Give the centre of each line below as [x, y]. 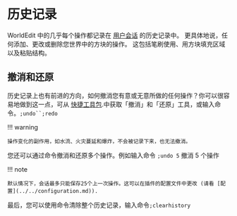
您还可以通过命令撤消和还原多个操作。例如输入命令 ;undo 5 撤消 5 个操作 [114, 155]
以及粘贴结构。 [29, 53]
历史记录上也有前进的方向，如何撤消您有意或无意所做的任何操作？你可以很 [115, 95]
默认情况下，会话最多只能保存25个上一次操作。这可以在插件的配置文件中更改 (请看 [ [114, 184]
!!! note [18, 169]
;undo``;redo [39, 113]
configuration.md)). [68, 191]
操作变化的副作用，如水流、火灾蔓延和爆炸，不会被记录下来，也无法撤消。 [99, 141]
